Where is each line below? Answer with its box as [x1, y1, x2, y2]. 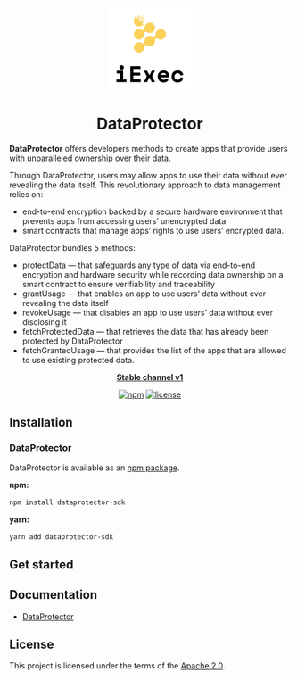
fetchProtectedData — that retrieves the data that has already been [21, 326, 269, 336]
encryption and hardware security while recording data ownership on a [21, 269, 284, 279]
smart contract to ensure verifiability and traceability [21, 278, 216, 289]
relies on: [9, 188, 44, 199]
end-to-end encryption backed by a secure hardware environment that [21, 206, 283, 217]
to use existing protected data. [21, 354, 136, 365]
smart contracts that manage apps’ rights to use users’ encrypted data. [21, 225, 285, 236]
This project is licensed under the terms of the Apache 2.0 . [9, 660, 226, 671]
